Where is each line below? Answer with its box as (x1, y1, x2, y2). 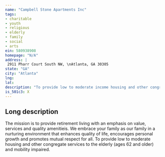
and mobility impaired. (5, 147, 51, 153)
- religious (5, 26, 29, 30)
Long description (5, 107, 58, 116)
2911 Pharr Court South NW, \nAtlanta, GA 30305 (7, 62, 109, 67)
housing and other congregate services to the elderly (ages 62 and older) (5, 141, 154, 147)
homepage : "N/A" (5, 52, 38, 58)
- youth (5, 21, 21, 26)
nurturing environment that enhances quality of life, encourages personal (5, 131, 153, 137)
